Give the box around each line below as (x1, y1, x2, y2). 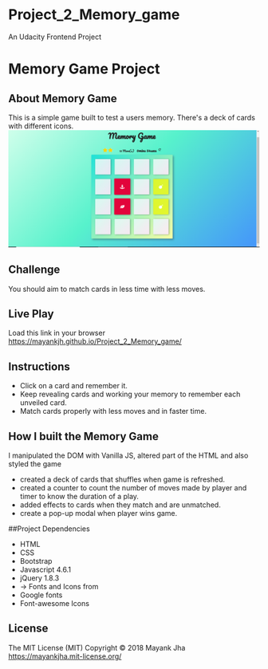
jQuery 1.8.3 (19, 573, 60, 583)
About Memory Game (8, 92, 117, 105)
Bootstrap (19, 556, 53, 565)
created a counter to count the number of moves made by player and (19, 482, 247, 492)
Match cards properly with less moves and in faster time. (19, 407, 207, 416)
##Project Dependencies (8, 524, 90, 533)
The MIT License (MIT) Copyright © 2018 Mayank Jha (8, 643, 186, 652)
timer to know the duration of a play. (19, 491, 140, 501)
